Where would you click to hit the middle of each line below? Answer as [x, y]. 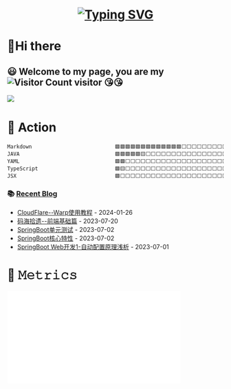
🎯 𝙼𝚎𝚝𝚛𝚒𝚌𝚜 [42, 275]
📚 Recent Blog [32, 194]
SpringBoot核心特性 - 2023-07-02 [66, 238]
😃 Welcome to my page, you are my [86, 71]
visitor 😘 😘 [99, 82]
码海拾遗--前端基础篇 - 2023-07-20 [67, 221]
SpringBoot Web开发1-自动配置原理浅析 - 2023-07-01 [93, 246]
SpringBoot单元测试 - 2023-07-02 [66, 229]
